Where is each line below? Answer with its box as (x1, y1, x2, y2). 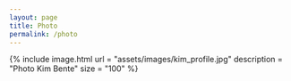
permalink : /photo (9, 29, 78, 38)
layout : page (9, 12, 58, 22)
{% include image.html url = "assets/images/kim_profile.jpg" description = (9, 54, 284, 65)
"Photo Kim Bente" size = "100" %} (9, 63, 139, 74)
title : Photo (9, 21, 58, 30)
